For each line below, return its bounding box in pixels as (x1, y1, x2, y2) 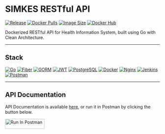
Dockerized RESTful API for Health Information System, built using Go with (5, 29, 156, 35)
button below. (5, 109, 33, 115)
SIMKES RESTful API (5, 3, 90, 15)
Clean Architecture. (5, 34, 45, 40)
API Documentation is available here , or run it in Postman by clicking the (5, 103, 151, 109)
